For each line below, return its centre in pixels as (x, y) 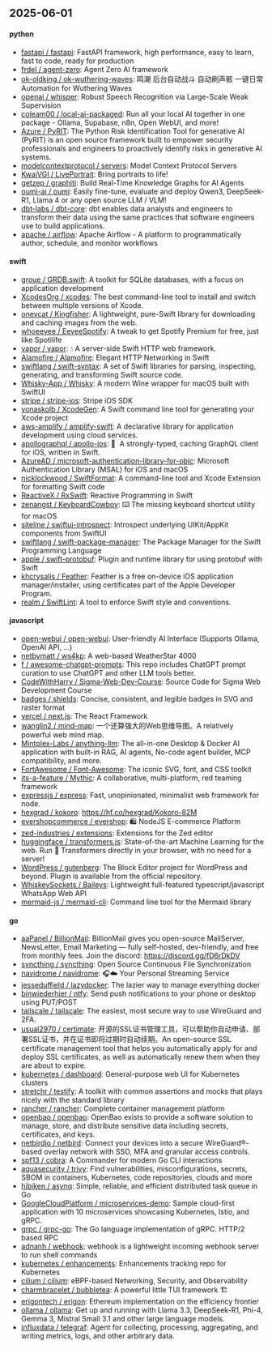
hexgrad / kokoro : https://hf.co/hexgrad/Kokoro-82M (109, 812)
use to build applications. (63, 225)
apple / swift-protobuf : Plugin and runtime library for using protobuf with (141, 559)
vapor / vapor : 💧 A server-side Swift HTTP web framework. (119, 348)
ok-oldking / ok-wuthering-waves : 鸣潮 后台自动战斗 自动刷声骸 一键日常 (142, 79)
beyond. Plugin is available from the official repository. (112, 876)
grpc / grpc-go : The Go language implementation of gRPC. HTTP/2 (133, 1229)
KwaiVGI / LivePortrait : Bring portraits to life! (94, 174)
